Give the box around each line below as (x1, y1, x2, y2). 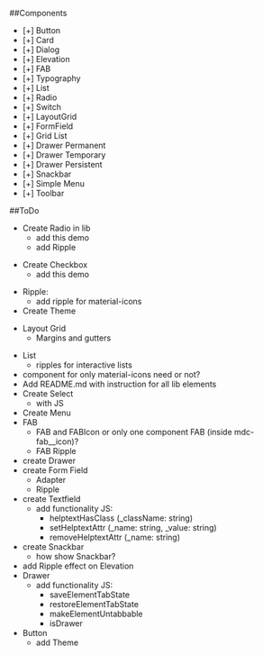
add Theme (35, 637, 79, 648)
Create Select (22, 388, 74, 399)
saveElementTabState (49, 589, 131, 600)
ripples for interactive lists (35, 359, 132, 370)
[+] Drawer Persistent (22, 159, 103, 169)
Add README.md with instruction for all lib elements (22, 378, 217, 389)
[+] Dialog (22, 44, 60, 55)
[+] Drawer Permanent (22, 140, 106, 150)
